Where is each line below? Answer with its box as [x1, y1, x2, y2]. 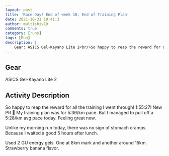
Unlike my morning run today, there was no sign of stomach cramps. [5, 125, 147, 131]
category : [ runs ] [5, 31, 42, 36]
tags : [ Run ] [5, 36, 30, 41]
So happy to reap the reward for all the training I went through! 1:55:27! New [5, 104, 162, 110]
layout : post [5, 7, 33, 13]
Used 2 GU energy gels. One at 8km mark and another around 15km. [5, 140, 147, 146]
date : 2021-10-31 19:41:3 [5, 17, 59, 22]
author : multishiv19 [5, 21, 49, 27]
